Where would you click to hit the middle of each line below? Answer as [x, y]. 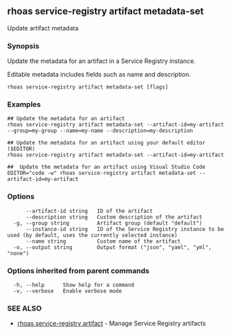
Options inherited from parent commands [78, 270]
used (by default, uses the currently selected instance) [92, 235]
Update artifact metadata [43, 28]
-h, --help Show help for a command [74, 285]
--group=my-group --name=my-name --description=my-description [100, 131]
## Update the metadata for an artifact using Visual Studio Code [107, 167]
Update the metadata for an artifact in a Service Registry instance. [101, 61]
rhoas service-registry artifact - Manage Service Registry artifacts [111, 324]
